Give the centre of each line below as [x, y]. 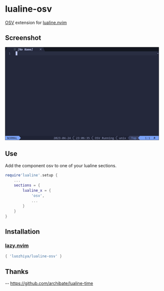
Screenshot [23, 38]
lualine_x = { [37, 191]
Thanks [17, 272]
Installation [22, 232]
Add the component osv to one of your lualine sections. [61, 165]
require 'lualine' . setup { [31, 175]
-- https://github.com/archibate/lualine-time [49, 283]
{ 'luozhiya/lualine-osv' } [34, 256]
